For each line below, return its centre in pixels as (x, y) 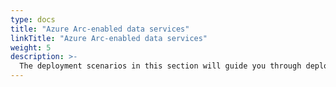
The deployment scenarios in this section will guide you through (160, 66)
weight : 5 (31, 47)
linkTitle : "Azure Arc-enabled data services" (109, 38)
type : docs (33, 19)
